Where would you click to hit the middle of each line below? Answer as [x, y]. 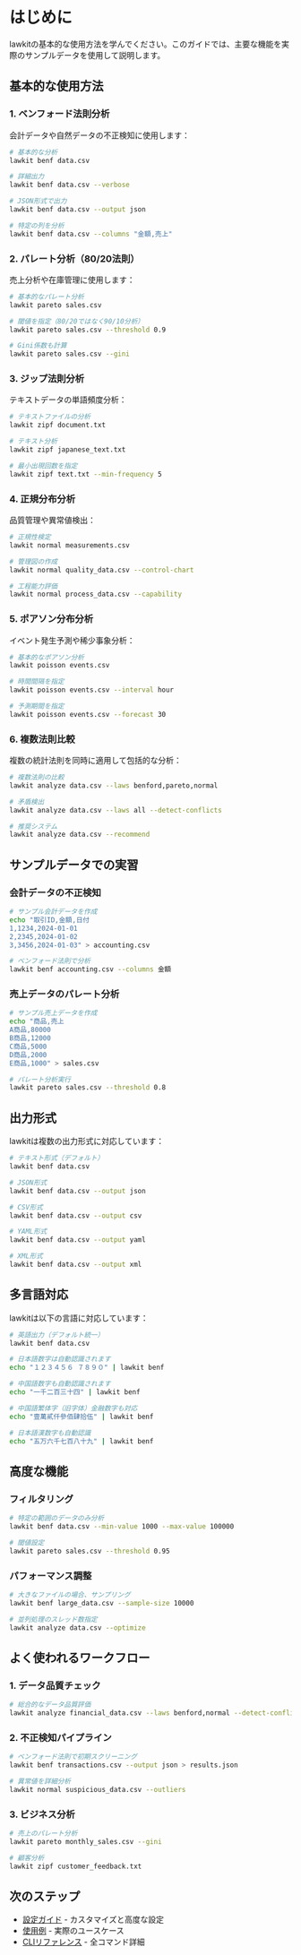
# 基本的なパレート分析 [47, 297]
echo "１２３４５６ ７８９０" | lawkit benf [87, 1368]
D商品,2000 [28, 1055]
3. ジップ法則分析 [47, 379]
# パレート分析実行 [40, 1080]
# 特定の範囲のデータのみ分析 [57, 1519]
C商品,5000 [28, 1046]
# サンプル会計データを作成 [53, 912]
